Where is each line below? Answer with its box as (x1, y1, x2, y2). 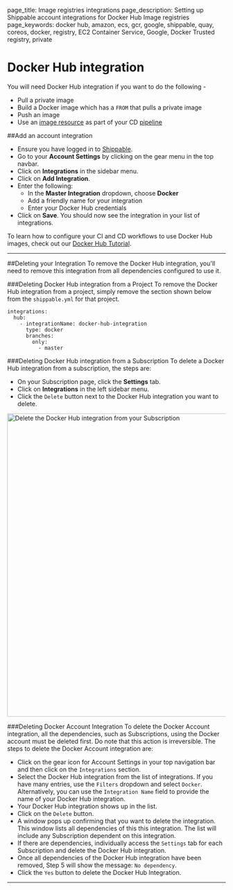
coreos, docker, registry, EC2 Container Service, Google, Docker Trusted (7, 28, 215, 36)
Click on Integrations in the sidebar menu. (17, 166, 139, 175)
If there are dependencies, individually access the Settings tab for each (17, 839, 223, 847)
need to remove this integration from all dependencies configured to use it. (7, 266, 221, 274)
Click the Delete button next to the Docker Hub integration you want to (17, 392, 219, 401)
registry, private (7, 35, 53, 44)
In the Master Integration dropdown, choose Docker (27, 189, 179, 197)
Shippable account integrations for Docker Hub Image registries (7, 13, 189, 21)
